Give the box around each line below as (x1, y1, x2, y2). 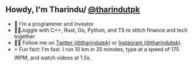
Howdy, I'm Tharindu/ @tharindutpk (5, 5, 140, 15)
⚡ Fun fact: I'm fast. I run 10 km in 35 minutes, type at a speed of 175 (13, 45, 180, 52)
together (13, 32, 35, 40)
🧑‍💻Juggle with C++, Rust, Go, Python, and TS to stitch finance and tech (13, 26, 188, 33)
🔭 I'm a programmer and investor (13, 20, 94, 27)
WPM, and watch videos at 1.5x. (13, 54, 92, 61)
